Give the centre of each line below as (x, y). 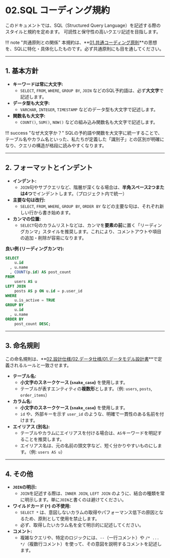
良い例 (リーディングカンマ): (35, 248)
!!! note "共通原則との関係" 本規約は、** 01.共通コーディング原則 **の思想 (81, 42)
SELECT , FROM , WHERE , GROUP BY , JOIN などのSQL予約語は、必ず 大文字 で (92, 90)
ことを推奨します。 (45, 439)
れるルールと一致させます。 (43, 365)
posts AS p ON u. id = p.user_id (48, 291)
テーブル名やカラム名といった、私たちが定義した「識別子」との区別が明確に (85, 139)
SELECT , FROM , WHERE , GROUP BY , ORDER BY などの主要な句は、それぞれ (90, 206)
